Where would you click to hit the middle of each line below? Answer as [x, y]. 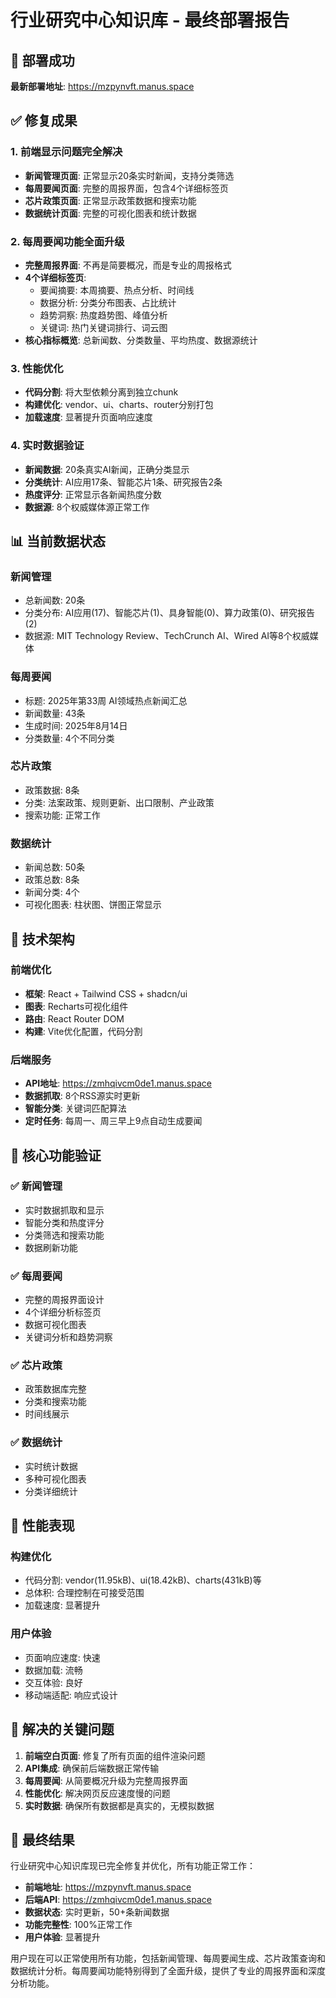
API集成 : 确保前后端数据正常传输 [92, 1768]
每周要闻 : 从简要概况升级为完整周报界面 [106, 1780]
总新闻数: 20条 [55, 600]
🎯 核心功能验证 [56, 1155]
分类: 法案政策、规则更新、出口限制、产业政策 [119, 802]
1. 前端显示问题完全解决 [66, 152]
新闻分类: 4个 [52, 892]
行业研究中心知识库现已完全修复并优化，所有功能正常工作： [133, 1866]
